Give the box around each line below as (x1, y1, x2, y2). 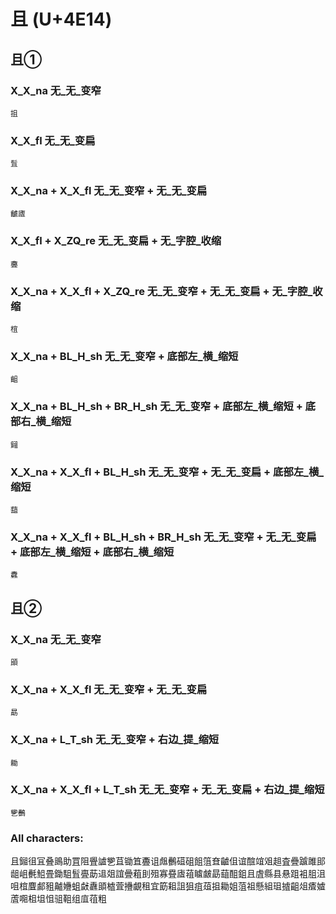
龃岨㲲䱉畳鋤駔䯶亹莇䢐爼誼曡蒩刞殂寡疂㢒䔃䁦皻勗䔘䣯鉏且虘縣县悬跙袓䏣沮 (10, 868, 326, 880)
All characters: (10, 831, 84, 845)
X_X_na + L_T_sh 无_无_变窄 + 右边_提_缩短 (10, 733, 220, 747)
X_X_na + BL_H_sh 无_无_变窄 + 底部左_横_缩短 (10, 349, 239, 363)
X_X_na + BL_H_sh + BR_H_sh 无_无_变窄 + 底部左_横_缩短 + (10, 400, 303, 414)
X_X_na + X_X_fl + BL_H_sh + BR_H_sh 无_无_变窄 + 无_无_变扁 (10, 530, 317, 544)
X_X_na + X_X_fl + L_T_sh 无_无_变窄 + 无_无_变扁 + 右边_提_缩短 (10, 783, 325, 797)
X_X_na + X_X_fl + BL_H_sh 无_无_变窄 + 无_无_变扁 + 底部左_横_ (10, 465, 325, 479)
